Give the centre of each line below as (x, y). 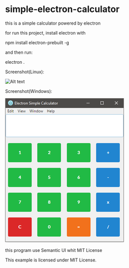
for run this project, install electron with (45, 33)
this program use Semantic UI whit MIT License (54, 250)
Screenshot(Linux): (25, 72)
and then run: (19, 52)
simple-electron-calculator (62, 9)
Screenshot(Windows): (29, 91)
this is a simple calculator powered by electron (53, 23)
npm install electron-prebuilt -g (37, 42)
